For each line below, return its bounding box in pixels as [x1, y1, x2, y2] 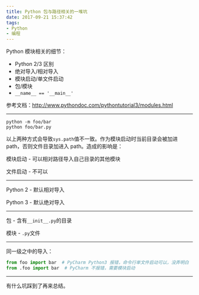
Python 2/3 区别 [14, 61, 54, 68]
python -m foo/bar [6, 119, 52, 125]
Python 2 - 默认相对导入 [6, 186, 65, 194]
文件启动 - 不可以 [6, 168, 49, 175]
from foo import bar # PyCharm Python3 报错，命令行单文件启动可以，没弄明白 [6, 259, 190, 266]
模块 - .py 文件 [6, 230, 40, 237]
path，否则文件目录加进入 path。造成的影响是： [6, 143, 123, 150]
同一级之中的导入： [6, 248, 53, 255]
